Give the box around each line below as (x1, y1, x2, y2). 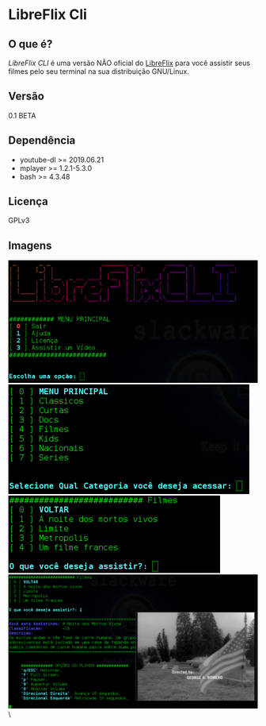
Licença (8, 195, 49, 208)
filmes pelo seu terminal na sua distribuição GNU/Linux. (8, 67, 190, 76)
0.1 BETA (8, 110, 37, 120)
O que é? (8, 37, 53, 51)
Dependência (8, 133, 76, 148)
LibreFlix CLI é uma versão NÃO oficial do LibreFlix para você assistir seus (8, 58, 251, 68)
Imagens (8, 238, 52, 252)
